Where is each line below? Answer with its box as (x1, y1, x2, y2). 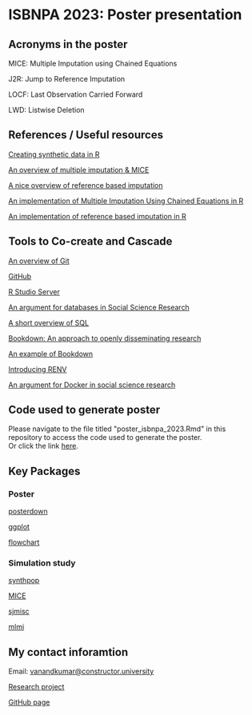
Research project (8, 682, 65, 692)
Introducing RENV (8, 364, 67, 373)
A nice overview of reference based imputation (8, 180, 163, 190)
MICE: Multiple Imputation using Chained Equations (8, 58, 178, 68)
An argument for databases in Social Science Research (8, 302, 190, 312)
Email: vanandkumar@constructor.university (8, 666, 154, 677)
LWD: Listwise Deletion (8, 106, 86, 114)
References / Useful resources (8, 128, 164, 142)
